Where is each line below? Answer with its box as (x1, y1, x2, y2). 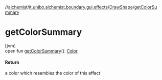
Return (5, 59, 20, 65)
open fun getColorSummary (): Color (5, 48, 78, 53)
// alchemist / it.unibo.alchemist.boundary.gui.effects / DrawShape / (5, 4, 135, 10)
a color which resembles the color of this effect (5, 70, 100, 76)
